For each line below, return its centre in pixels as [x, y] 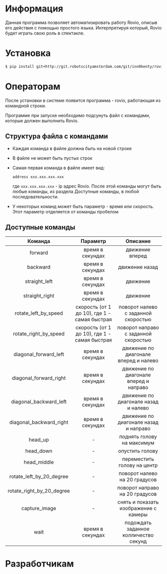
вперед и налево [138, 361]
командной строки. [26, 106]
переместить [138, 459]
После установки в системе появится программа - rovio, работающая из [83, 100]
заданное [138, 529]
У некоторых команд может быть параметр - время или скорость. [83, 206]
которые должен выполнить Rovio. [42, 121]
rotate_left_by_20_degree [39, 477]
